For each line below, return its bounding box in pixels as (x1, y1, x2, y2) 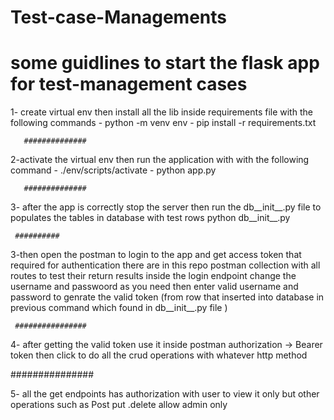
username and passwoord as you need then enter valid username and (10, 281, 299, 293)
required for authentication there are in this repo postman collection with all (10, 259, 321, 271)
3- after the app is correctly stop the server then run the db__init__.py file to (10, 201, 322, 213)
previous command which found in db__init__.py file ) (10, 302, 228, 314)
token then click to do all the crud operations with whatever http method (10, 349, 308, 361)
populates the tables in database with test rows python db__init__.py (10, 212, 291, 224)
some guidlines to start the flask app (10, 52, 320, 75)
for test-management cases (10, 73, 248, 96)
